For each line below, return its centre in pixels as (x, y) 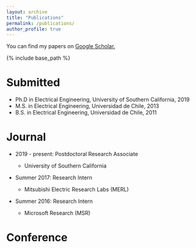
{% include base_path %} (38, 58)
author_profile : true (34, 29)
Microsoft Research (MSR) (57, 213)
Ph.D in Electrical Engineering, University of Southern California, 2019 (102, 100)
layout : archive (27, 12)
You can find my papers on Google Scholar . (61, 46)
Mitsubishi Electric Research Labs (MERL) (76, 190)
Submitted (33, 83)
